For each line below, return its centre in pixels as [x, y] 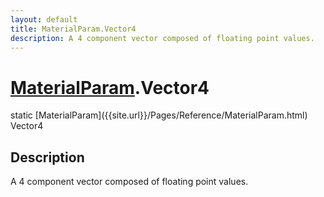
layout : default [44, 19]
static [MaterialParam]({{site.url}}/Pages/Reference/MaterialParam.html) [159, 115]
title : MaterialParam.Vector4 [73, 29]
